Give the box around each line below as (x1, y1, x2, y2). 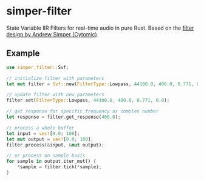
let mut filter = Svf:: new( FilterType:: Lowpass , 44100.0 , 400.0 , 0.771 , (6, 81, 194, 87)
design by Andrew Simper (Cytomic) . (6, 30, 99, 38)
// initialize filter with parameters (6, 75, 104, 81)
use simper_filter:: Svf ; (6, 64, 69, 70)
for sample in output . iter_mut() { (6, 159, 97, 165)
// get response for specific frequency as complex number (6, 108, 159, 114)
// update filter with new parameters (6, 92, 104, 98)
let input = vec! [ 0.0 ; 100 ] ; (6, 130, 80, 137)
